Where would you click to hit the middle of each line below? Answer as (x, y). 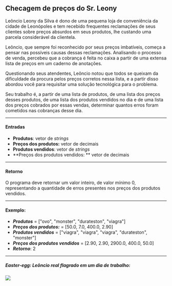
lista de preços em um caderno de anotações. (54, 63)
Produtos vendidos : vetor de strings (51, 149)
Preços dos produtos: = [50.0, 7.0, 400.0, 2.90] (63, 227)
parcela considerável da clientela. (41, 37)
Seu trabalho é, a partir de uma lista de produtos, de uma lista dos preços (83, 94)
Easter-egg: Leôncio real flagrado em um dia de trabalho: (68, 265)
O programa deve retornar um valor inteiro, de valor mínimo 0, (71, 183)
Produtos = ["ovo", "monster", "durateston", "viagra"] (69, 221)
